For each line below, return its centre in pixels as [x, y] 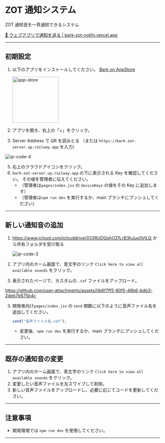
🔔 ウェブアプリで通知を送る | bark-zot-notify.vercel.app [61, 35]
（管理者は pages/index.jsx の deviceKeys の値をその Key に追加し [86, 185]
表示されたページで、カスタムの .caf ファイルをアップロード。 [76, 280]
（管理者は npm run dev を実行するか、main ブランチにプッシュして [87, 197]
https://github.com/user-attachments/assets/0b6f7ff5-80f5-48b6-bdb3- [79, 290]
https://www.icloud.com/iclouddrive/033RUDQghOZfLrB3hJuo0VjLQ [82, 238]
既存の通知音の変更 [34, 359]
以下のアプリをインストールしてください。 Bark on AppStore [74, 69]
